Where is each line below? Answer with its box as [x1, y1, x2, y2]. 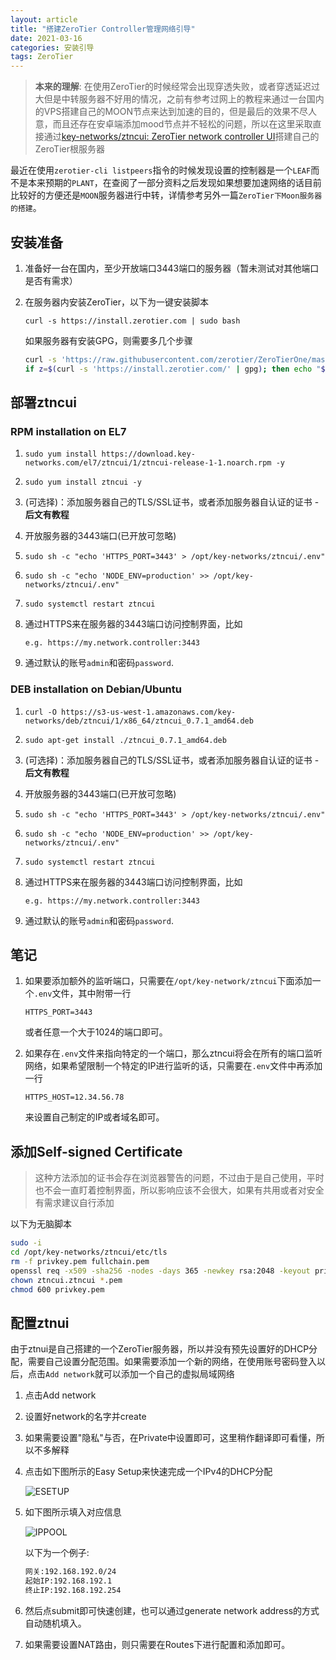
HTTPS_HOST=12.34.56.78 [24, 1092, 125, 1103]
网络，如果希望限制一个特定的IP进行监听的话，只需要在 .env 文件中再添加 [24, 1060, 323, 1072]
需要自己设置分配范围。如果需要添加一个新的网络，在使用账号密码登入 [27, 1356, 317, 1368]
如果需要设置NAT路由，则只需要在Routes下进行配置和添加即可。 [24, 1638, 291, 1650]
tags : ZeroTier [10, 52, 74, 62]
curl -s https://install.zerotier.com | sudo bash [24, 316, 241, 326]
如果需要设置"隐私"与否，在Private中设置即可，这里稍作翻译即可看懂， [24, 1432, 317, 1444]
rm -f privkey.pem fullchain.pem [10, 1257, 150, 1267]
